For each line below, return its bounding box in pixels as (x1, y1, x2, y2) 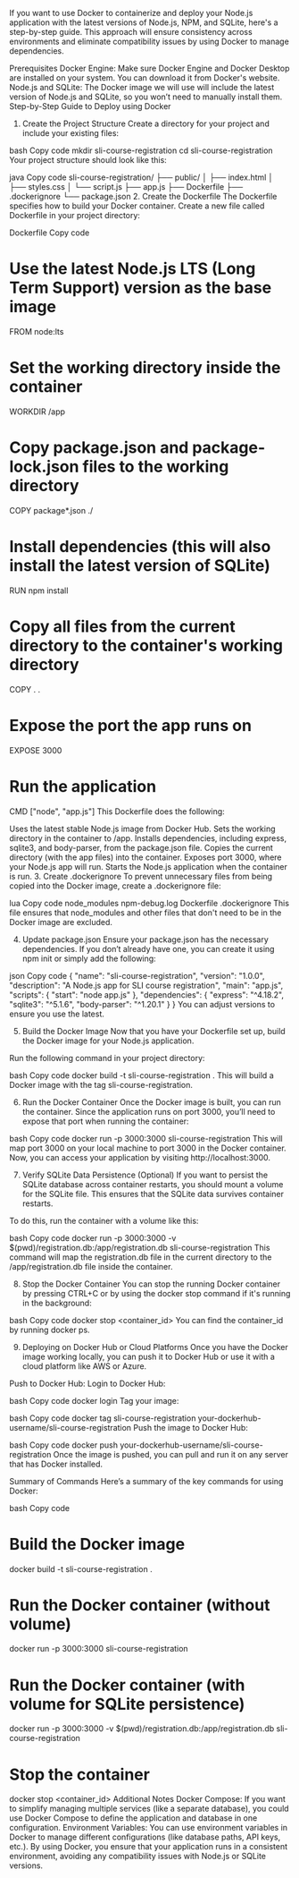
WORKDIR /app (9, 406, 65, 417)
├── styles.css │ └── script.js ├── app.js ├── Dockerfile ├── (9, 182, 244, 191)
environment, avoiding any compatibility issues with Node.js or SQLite (9, 1851, 266, 1862)
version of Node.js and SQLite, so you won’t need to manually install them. (9, 91, 283, 102)
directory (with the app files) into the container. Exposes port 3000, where (9, 852, 282, 863)
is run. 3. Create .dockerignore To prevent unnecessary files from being (9, 871, 273, 881)
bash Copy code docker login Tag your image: (9, 1395, 179, 1406)
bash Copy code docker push (9, 1440, 119, 1450)
